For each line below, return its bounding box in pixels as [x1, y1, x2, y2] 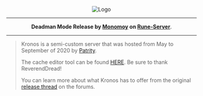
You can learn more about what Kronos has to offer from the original [21, 77, 192, 84]
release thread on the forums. [21, 83, 95, 90]
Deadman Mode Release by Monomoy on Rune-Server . [31, 23, 172, 30]
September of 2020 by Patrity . [21, 47, 97, 54]
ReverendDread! [21, 65, 62, 72]
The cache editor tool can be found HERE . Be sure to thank [21, 59, 168, 66]
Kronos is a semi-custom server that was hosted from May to [21, 40, 174, 48]
